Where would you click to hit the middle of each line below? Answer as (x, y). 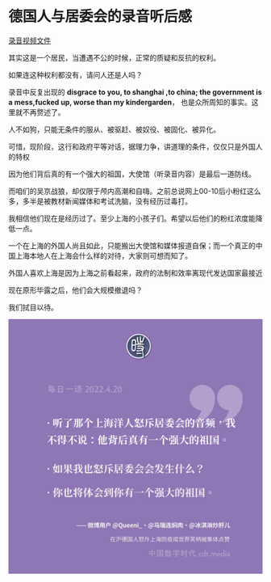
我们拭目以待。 (33, 307)
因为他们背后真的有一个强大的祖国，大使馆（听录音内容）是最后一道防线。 (132, 174)
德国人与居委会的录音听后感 (100, 17)
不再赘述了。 (44, 112)
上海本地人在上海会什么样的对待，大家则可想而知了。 (103, 255)
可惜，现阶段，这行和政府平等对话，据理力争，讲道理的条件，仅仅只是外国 (132, 146)
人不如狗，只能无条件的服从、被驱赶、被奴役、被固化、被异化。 (114, 129)
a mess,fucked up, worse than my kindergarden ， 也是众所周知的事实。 (130, 102)
